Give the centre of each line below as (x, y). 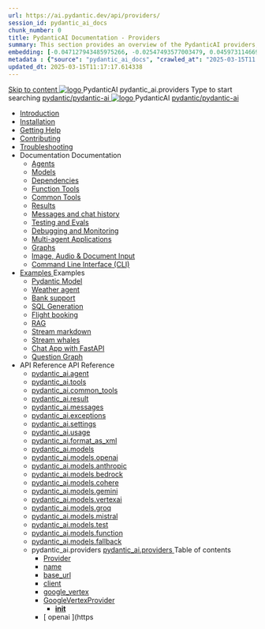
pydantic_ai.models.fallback (77, 541)
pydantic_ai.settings (64, 424)
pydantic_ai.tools (59, 382)
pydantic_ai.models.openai (75, 457)
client (52, 583)
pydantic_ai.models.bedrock (77, 474)
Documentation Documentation (70, 155)
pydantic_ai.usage (61, 432)
